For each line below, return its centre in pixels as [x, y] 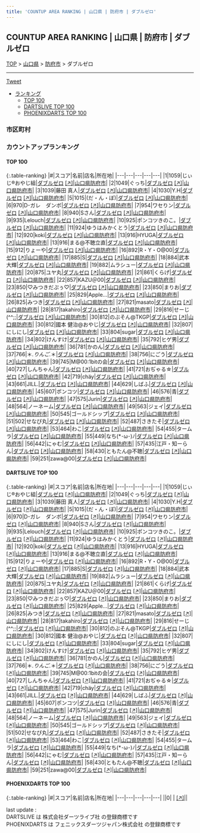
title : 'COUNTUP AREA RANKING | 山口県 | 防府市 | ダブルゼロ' [81, 12]
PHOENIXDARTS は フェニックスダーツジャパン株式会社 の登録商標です [94, 824]
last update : [21, 809]
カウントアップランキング [43, 147]
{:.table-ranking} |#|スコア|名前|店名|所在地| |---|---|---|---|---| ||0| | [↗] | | [97, 798]
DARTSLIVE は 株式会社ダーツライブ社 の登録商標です [72, 816]
